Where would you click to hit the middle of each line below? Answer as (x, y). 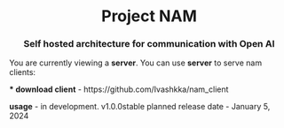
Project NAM (149, 16)
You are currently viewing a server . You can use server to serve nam (136, 63)
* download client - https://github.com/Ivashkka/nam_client (119, 89)
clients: (23, 72)
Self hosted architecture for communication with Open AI (149, 44)
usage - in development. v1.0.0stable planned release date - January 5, (140, 107)
